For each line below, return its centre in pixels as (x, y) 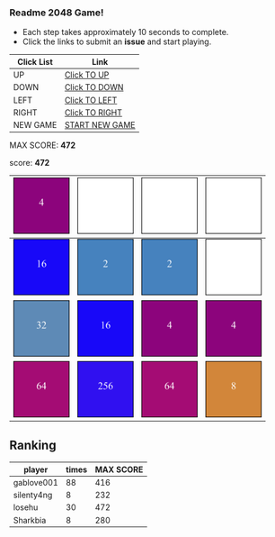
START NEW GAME (100, 125)
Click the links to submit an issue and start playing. (117, 41)
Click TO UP (87, 75)
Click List (35, 61)
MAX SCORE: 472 (43, 145)
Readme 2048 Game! (57, 13)
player (36, 469)
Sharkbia (30, 520)
